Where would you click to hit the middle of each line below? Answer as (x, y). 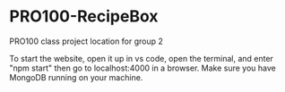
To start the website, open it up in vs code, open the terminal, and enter (141, 58)
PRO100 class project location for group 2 (86, 41)
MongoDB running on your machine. (76, 77)
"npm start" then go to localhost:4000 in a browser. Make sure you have (142, 68)
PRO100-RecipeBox (84, 17)
